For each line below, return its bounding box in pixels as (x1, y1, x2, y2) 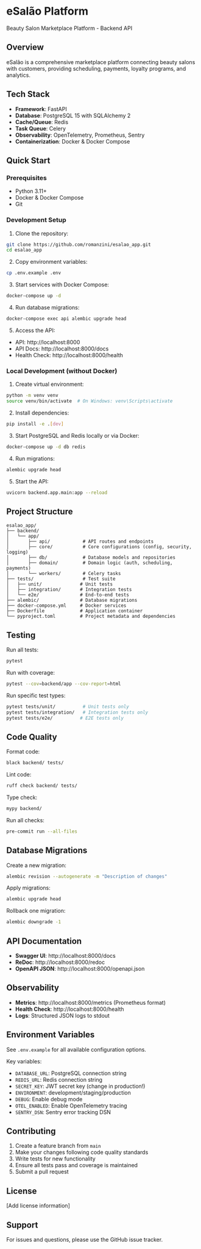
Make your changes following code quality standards (15, 1149, 149, 1156)
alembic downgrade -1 (6, 919, 62, 925)
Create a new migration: (6, 861, 67, 869)
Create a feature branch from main (15, 1142, 102, 1149)
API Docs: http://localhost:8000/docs (15, 345, 109, 352)
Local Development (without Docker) (6, 366, 118, 375)
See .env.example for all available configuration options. (6, 1046, 146, 1053)
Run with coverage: (6, 668, 55, 676)
